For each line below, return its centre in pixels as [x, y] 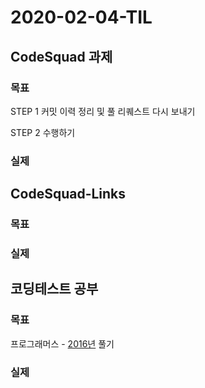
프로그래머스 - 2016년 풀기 [62, 343]
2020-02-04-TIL [81, 17]
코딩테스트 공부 [54, 289]
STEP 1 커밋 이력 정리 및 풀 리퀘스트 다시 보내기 [103, 111]
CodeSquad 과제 [61, 56]
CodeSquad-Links [68, 194]
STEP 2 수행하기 [43, 132]
